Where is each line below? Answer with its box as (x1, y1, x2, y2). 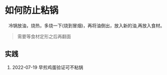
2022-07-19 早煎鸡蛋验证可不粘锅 (12, 64, 83, 70)
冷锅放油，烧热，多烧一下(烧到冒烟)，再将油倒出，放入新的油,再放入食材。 (8, 22, 165, 29)
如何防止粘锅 (5, 5, 59, 16)
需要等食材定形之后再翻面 (17, 33, 71, 39)
